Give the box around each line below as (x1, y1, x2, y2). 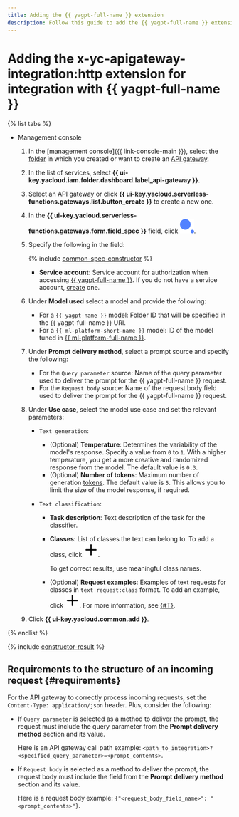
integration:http (7, 66, 103, 82)
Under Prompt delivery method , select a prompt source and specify (28, 348, 229, 356)
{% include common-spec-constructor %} (28, 254, 153, 263)
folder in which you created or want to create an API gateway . (28, 155, 210, 163)
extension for (105, 66, 186, 82)
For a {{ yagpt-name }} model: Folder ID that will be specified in (38, 311, 226, 320)
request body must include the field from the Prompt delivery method (17, 773, 224, 781)
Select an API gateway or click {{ (28, 189, 126, 199)
